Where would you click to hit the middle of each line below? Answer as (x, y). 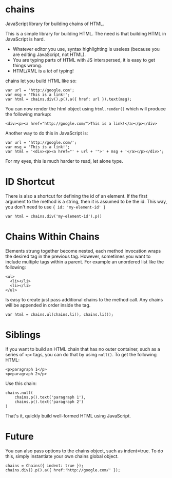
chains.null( (19, 393)
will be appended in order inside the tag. (48, 305)
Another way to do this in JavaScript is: (47, 133)
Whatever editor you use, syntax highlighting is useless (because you (86, 49)
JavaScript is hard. (25, 39)
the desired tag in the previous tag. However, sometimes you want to (78, 256)
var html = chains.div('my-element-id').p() (54, 216)
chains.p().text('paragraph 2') (49, 401)
